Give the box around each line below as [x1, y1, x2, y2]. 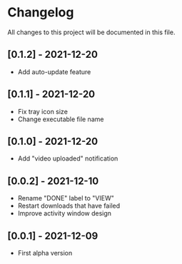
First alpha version [17, 249, 73, 257]
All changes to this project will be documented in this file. [7, 28, 176, 36]
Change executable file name [17, 115, 104, 123]
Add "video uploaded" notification [17, 154, 118, 163]
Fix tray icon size [17, 107, 68, 116]
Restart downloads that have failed [17, 201, 121, 210]
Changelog [7, 4, 74, 21]
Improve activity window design [17, 209, 112, 218]
